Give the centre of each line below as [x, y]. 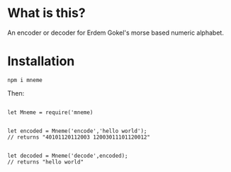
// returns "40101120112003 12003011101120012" [79, 137]
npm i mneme [25, 80]
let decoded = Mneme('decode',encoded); [68, 156]
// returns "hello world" [45, 162]
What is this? [47, 13]
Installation [41, 61]
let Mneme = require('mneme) [50, 112]
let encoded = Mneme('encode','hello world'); [77, 131]
